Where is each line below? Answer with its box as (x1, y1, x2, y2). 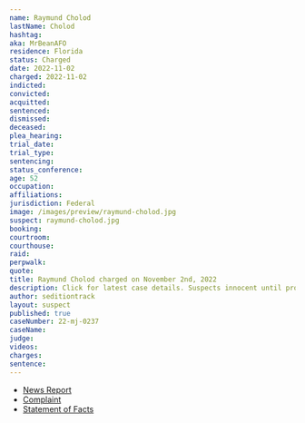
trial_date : (9, 140, 54, 149)
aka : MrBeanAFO (9, 38, 67, 48)
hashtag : (9, 30, 43, 39)
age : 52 (9, 173, 39, 182)
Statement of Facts (22, 403, 94, 414)
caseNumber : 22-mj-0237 (9, 317, 100, 327)
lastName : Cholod (9, 22, 75, 31)
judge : (9, 334, 34, 343)
